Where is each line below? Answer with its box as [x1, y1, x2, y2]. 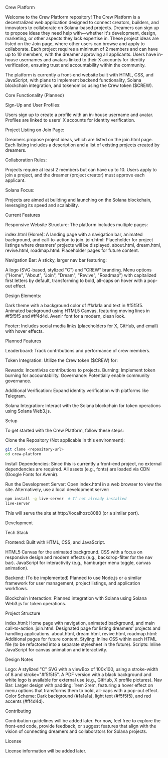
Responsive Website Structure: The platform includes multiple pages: [5, 222, 148, 228]
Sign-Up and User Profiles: [5, 102, 61, 108]
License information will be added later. [5, 747, 87, 753]
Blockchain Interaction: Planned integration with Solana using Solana [5, 595, 147, 601]
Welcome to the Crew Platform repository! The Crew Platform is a [5, 14, 140, 20]
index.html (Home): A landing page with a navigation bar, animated [5, 231, 143, 237]
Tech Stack [5, 529, 29, 535]
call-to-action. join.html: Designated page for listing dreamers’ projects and [5, 625, 160, 631]
